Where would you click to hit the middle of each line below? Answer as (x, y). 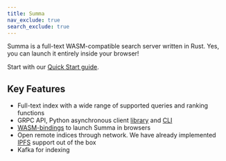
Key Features (36, 88)
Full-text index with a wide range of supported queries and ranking (113, 105)
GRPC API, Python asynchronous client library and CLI (95, 120)
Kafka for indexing (44, 150)
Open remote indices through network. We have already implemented (116, 135)
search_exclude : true (38, 26)
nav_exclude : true (34, 20)
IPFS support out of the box (56, 142)
